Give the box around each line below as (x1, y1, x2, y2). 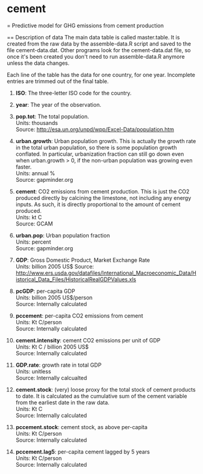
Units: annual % (15, 169, 56, 177)
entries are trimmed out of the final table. (7, 78, 109, 85)
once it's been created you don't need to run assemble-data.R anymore (7, 53, 185, 60)
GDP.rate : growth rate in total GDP (15, 361, 102, 369)
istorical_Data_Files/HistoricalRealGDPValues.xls (15, 275, 137, 283)
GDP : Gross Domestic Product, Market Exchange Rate (15, 256, 150, 264)
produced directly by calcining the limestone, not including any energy (15, 194, 192, 201)
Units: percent (15, 238, 51, 245)
